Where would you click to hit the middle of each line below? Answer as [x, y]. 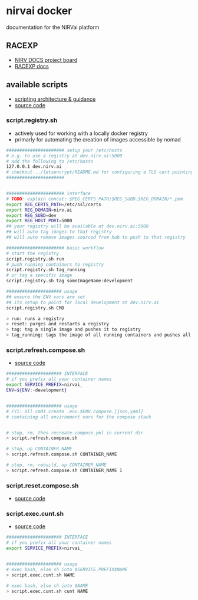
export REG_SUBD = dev [32, 215]
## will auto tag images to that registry [59, 232]
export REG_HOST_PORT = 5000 [39, 221]
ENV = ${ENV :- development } [37, 390]
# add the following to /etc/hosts [50, 161]
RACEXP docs [32, 66]
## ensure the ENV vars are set [46, 297]
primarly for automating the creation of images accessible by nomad [98, 139]
